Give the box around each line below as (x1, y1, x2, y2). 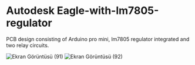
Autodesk (6, 4, 55, 17)
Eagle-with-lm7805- (56, 4, 159, 17)
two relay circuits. (6, 42, 49, 49)
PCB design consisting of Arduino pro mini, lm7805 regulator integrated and (6, 35, 190, 42)
